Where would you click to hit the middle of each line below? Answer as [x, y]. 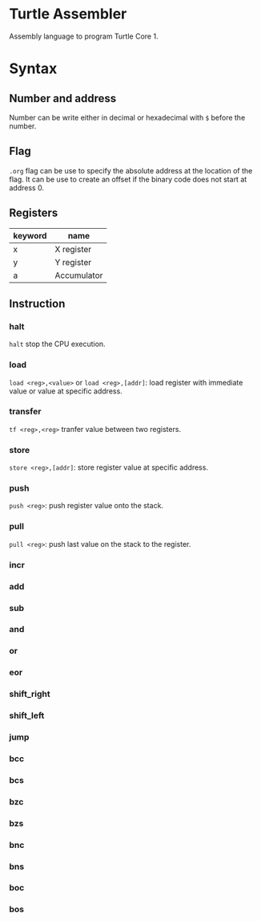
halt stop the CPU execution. [58, 344]
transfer [25, 412]
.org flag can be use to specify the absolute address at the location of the [131, 170]
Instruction [37, 303]
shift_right [30, 694]
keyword [30, 235]
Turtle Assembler [68, 14]
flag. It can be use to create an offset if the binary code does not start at [128, 179]
